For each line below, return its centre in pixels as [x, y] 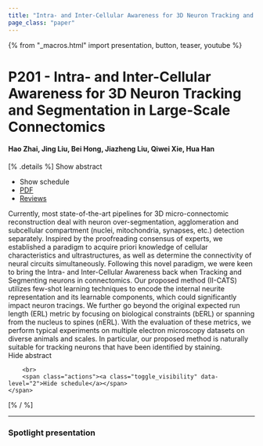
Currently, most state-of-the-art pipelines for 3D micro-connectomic [119, 214]
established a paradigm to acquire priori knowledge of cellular [108, 247]
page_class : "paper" [42, 23]
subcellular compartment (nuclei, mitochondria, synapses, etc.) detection [126, 230]
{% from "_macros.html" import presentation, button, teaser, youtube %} [125, 45]
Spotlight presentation [52, 433]
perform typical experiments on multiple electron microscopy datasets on [126, 330]
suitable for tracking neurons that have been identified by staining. [115, 347]
